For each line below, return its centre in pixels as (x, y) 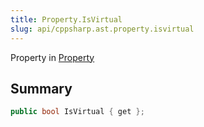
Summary (41, 88)
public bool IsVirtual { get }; (77, 112)
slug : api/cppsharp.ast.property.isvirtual (102, 29)
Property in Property (52, 57)
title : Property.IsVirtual (66, 19)
